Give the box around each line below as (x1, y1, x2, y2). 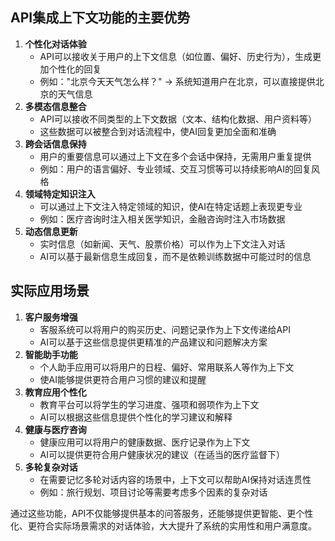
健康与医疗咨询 (24, 423, 87, 435)
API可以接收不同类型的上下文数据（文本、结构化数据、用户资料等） (39, 113, 317, 125)
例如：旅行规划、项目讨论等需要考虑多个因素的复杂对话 (39, 486, 268, 498)
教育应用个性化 (24, 386, 87, 398)
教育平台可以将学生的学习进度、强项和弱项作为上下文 (39, 398, 260, 410)
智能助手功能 (24, 348, 78, 360)
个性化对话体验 (24, 38, 87, 50)
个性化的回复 (48, 63, 102, 75)
